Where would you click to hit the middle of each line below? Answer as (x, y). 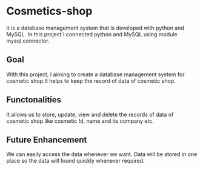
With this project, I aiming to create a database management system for (95, 74)
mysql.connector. (28, 41)
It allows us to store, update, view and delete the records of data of (90, 114)
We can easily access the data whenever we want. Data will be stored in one (102, 154)
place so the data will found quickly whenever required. (75, 161)
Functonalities (34, 100)
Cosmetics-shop (49, 11)
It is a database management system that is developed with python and (95, 28)
